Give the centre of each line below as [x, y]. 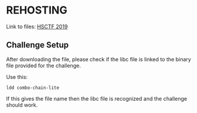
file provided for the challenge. [43, 65]
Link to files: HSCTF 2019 [37, 26]
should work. [22, 105]
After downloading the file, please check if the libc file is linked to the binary [98, 59]
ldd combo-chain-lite [33, 88]
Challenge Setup [38, 45]
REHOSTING [37, 10]
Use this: [17, 77]
